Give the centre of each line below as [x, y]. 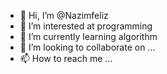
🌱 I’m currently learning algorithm [88, 36]
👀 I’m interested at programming [86, 26]
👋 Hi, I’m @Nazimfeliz [64, 15]
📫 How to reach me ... [66, 58]
